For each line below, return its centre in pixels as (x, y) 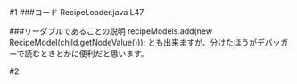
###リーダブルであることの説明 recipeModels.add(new (111, 31)
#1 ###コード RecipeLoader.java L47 (77, 12)
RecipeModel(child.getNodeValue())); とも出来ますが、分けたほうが (133, 42)
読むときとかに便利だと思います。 (87, 54)
